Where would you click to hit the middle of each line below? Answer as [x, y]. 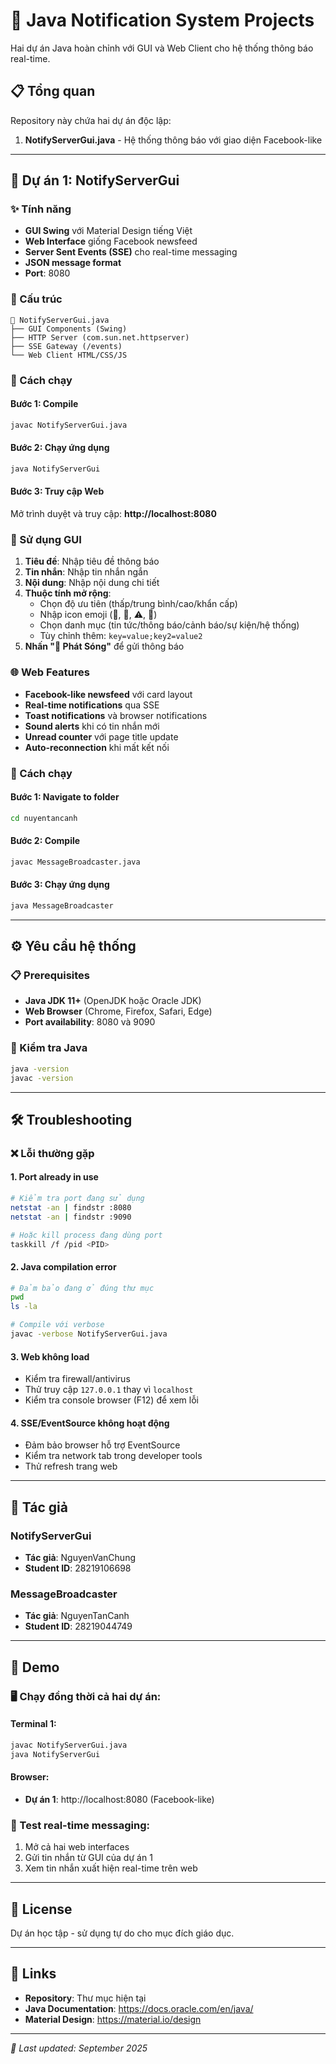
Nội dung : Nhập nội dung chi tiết [92, 583]
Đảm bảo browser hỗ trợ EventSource [102, 1445]
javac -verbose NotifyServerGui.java [89, 1334]
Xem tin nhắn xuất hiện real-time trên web [111, 1868]
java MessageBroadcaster [62, 905]
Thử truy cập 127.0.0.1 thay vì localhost [109, 1390]
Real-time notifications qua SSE [92, 705]
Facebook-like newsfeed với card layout [108, 694]
